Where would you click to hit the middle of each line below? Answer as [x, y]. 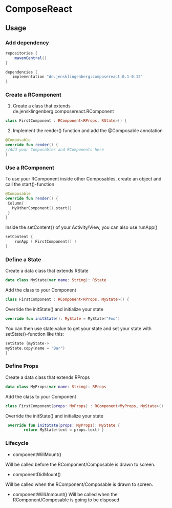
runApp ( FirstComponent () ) [46, 242]
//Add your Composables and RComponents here [55, 150]
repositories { [21, 53]
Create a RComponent [33, 95]
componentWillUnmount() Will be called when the [65, 494]
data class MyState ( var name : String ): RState [56, 280]
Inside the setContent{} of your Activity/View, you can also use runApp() [81, 227]
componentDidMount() [37, 474]
